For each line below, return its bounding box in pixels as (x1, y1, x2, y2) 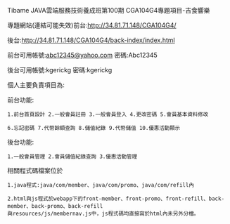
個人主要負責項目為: (7, 81, 65, 89)
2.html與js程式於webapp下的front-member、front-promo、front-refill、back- (7, 195, 225, 202)
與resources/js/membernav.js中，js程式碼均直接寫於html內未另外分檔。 (7, 210, 199, 217)
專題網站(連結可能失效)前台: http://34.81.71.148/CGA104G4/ (7, 21, 177, 29)
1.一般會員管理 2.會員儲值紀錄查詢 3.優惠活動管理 (7, 153, 138, 160)
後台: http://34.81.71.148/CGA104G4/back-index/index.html (7, 36, 175, 44)
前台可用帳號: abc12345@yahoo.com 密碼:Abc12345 (7, 51, 158, 59)
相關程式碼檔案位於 (7, 166, 63, 174)
